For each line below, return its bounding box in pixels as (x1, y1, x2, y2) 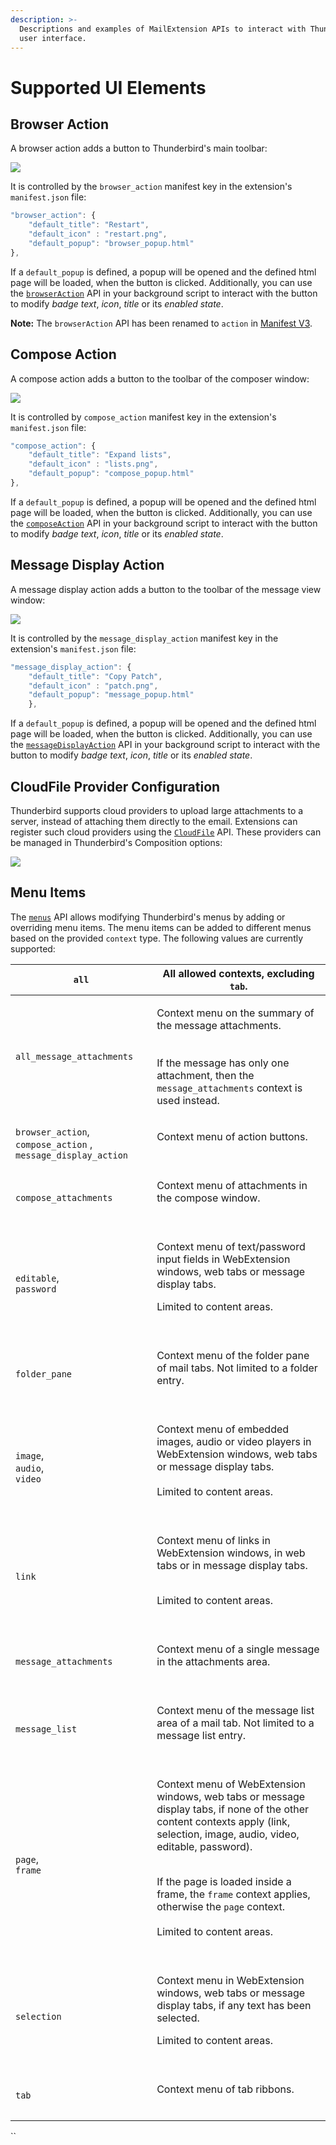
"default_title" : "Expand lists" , (28, 450, 172, 460)
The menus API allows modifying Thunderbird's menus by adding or (10, 911, 286, 923)
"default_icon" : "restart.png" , (28, 229, 168, 240)
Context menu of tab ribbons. (156, 2082, 295, 2096)
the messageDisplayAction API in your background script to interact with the (10, 739, 321, 751)
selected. (156, 2011, 200, 2025)
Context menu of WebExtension (156, 1777, 306, 1791)
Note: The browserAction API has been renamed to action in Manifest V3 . (10, 317, 313, 329)
